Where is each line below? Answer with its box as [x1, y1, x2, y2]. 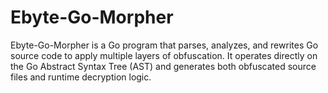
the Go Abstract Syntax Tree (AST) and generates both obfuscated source [10, 60, 317, 72]
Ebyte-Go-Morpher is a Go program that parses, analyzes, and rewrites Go [10, 39, 319, 51]
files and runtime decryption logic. [10, 71, 152, 83]
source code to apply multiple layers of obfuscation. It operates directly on [10, 49, 318, 61]
